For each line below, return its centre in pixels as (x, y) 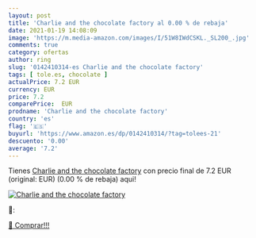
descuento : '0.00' (38, 141)
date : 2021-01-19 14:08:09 (53, 30)
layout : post (30, 15)
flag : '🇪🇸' (28, 126)
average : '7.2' (33, 148)
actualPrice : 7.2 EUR (44, 82)
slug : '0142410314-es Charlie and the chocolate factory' (106, 67)
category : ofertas (38, 52)
